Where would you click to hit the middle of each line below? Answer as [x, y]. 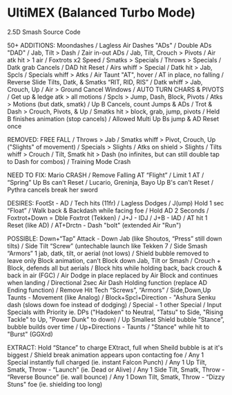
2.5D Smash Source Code [44, 32]
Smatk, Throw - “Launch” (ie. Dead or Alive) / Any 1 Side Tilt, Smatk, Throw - [116, 369]
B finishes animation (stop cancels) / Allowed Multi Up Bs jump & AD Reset [113, 118]
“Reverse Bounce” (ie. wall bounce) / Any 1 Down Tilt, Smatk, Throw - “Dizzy [116, 377]
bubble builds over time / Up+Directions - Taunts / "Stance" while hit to [108, 327]
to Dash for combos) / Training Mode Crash [69, 161]
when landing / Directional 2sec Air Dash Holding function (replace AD [107, 282]
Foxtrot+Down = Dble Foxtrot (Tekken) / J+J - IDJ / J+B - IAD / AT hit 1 [107, 218]
